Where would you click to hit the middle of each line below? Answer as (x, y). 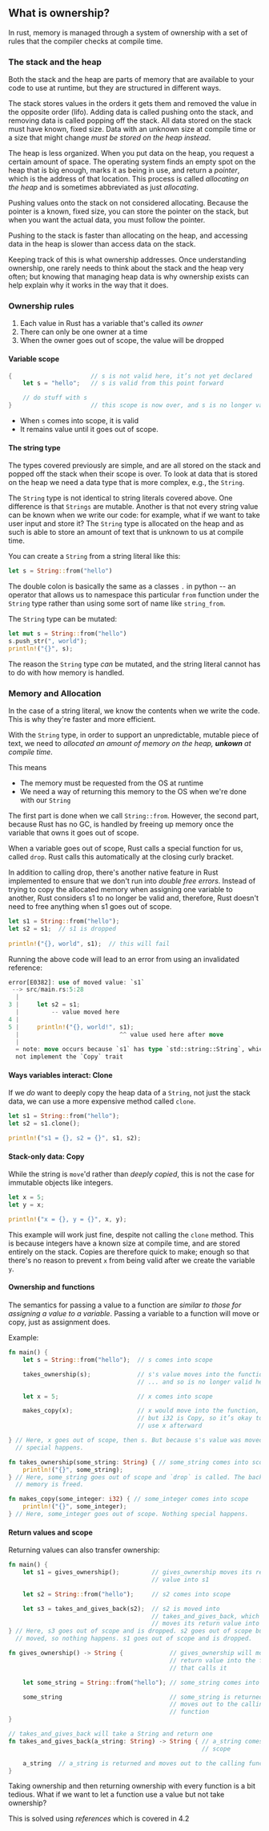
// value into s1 (181, 1580)
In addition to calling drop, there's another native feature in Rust (113, 873)
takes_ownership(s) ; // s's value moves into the (128, 1374)
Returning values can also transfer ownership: (84, 1550)
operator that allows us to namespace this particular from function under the (134, 595)
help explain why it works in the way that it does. (88, 285)
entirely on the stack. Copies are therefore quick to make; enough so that (129, 1251)
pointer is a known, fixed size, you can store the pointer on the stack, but (128, 211)
